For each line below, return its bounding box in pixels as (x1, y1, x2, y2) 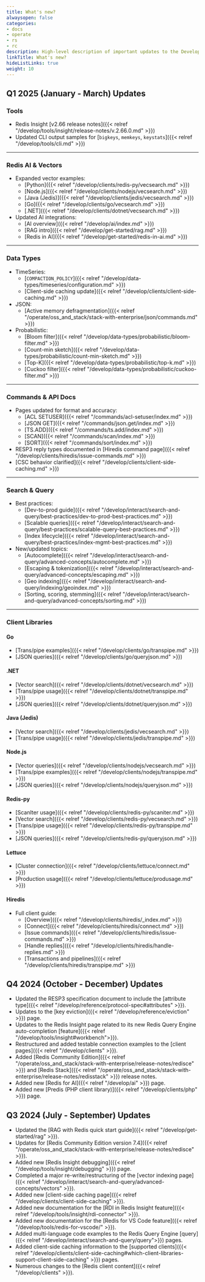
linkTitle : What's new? (6, 54, 67, 60)
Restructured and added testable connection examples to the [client (15, 1040, 186, 1048)
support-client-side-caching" (15, 1256, 90, 1264)
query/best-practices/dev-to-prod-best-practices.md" (24, 513, 162, 520)
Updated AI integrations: (15, 214, 77, 221)
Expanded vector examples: (15, 175, 85, 182)
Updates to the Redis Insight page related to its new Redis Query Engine (15, 1021, 196, 1029)
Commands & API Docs (6, 393, 76, 401)
